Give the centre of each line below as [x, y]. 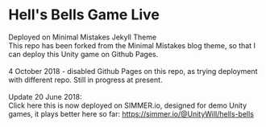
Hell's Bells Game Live [84, 15]
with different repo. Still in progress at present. [85, 80]
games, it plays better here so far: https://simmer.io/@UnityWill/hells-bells [131, 113]
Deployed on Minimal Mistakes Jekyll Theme [83, 37]
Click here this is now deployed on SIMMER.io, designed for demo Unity [128, 105]
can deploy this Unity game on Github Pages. [83, 54]
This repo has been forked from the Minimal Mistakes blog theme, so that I [132, 45]
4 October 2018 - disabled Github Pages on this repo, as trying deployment [133, 71]
